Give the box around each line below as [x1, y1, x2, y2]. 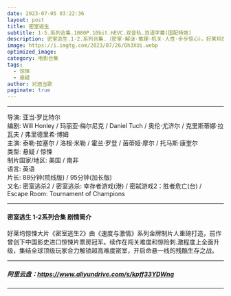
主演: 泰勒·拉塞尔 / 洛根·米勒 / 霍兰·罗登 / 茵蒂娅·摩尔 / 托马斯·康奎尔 [7, 139, 198, 147]
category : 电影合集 [7, 55, 59, 62]
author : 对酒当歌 [7, 81, 53, 87]
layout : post [7, 17, 45, 23]
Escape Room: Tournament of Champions [7, 190, 125, 198]
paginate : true [7, 87, 51, 94]
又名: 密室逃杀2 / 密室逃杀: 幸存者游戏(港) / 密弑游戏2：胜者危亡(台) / [7, 182, 202, 190]
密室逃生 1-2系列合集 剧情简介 [7, 213, 91, 221]
